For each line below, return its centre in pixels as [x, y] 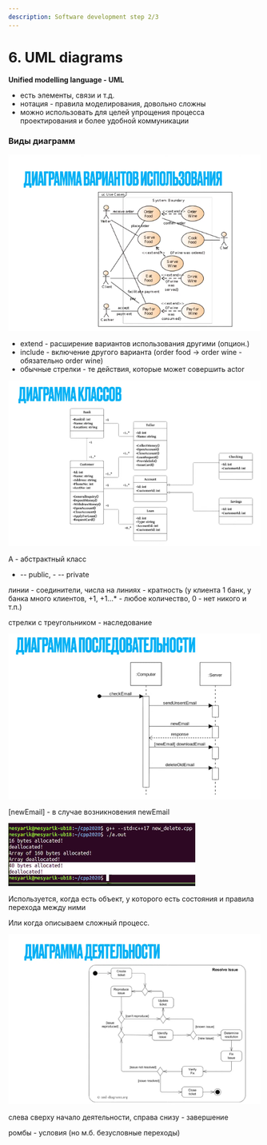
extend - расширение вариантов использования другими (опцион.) [135, 344]
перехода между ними [47, 907]
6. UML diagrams [66, 57]
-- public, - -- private [54, 574]
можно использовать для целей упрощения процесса [112, 112]
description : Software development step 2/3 [84, 17]
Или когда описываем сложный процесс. [79, 923]
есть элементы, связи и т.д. [67, 95]
